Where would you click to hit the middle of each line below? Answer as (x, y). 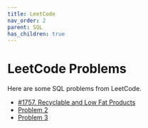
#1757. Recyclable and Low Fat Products (76, 102)
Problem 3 (33, 117)
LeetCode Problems (67, 69)
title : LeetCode (31, 14)
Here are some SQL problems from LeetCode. (75, 89)
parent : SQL (25, 27)
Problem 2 (33, 110)
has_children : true (36, 34)
